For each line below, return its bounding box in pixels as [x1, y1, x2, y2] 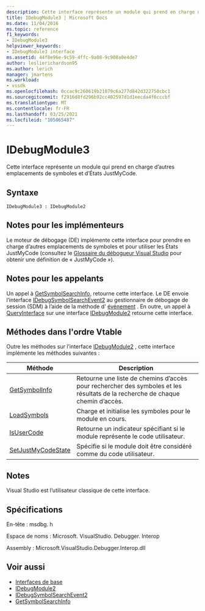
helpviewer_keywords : [6, 43, 62, 49]
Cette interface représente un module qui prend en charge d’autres [6, 163, 175, 171]
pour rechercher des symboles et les [76, 382, 182, 391]
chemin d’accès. [76, 397, 123, 406]
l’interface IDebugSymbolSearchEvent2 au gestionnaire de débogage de [6, 296, 189, 303]
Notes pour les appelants [6, 273, 104, 284]
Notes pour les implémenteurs [6, 220, 124, 231]
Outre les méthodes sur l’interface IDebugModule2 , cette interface [6, 343, 175, 350]
